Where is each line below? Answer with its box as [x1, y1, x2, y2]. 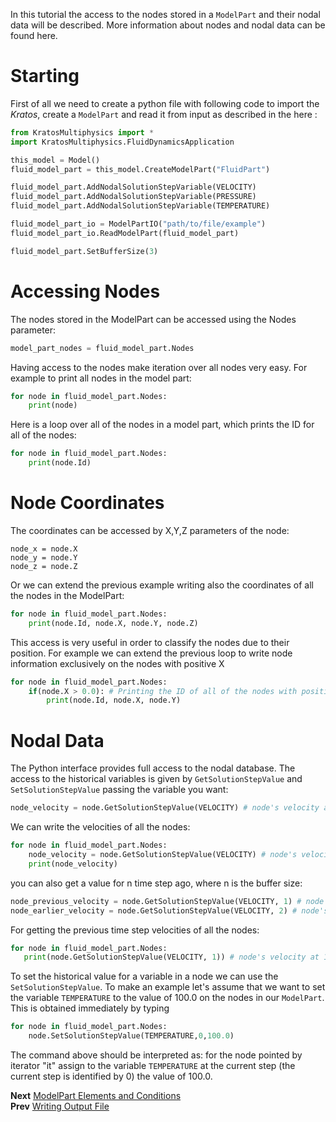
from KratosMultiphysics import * [10, 127, 155, 138]
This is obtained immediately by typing [10, 1002, 170, 1014]
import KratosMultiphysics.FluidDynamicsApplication [10, 137, 235, 147]
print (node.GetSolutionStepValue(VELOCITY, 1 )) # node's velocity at [23, 952, 320, 963]
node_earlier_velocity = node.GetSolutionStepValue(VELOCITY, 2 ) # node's [10, 905, 329, 916]
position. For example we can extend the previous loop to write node [10, 647, 293, 659]
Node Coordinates [10, 492, 165, 514]
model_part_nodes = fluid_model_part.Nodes [10, 343, 195, 353]
